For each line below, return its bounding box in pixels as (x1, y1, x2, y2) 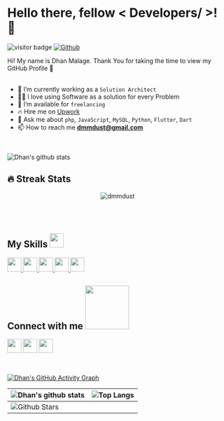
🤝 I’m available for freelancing (17, 99, 106, 108)
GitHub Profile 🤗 (7, 64, 54, 72)
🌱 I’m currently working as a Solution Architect (17, 85, 157, 93)
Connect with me (7, 320, 84, 332)
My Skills (7, 238, 48, 250)
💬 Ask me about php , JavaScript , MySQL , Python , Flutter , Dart (17, 115, 192, 123)
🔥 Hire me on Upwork (17, 107, 80, 116)
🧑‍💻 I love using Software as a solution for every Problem (17, 92, 180, 101)
